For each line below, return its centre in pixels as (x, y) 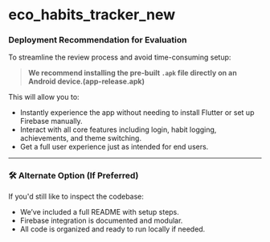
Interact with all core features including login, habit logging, (118, 129)
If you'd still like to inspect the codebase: (76, 196)
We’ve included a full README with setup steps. (99, 211)
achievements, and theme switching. (81, 138)
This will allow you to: (44, 97)
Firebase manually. (51, 121)
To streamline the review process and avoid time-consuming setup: (120, 57)
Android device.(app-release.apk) (86, 81)
